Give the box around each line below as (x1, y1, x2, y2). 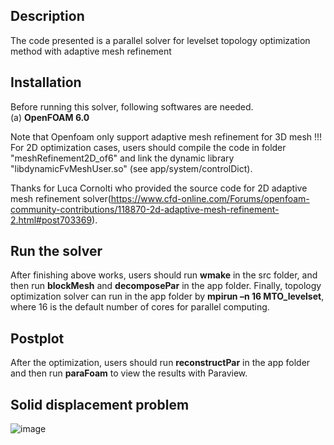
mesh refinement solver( (10, 192, 112, 204)
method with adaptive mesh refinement (10, 45, 172, 57)
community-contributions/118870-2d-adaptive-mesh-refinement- (10, 203, 280, 215)
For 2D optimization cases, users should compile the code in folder (10, 141, 287, 153)
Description (10, 8, 85, 25)
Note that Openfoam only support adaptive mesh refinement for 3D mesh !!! (10, 130, 323, 143)
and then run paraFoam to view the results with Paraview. (10, 367, 248, 379)
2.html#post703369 (10, 214, 93, 226)
